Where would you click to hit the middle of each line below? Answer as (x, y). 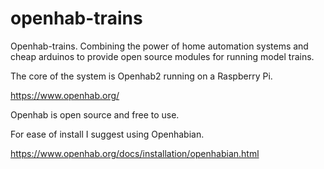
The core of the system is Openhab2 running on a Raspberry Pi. (141, 76)
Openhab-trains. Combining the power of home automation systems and (159, 46)
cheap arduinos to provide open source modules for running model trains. (162, 56)
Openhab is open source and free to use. (95, 114)
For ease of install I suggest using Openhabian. (107, 134)
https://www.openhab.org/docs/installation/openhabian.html (135, 153)
